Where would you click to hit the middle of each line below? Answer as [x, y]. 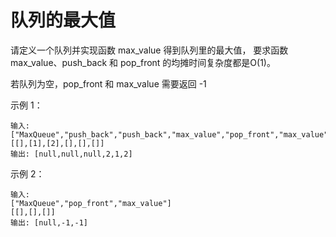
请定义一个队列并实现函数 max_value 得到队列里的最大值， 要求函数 [149, 50]
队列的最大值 [63, 20]
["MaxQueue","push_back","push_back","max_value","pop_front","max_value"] [171, 134]
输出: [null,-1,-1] [49, 222]
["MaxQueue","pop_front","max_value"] [91, 203]
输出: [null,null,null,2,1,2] [71, 154]
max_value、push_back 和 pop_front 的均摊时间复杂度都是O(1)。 [143, 62]
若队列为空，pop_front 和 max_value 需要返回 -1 [108, 83]
